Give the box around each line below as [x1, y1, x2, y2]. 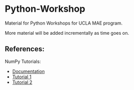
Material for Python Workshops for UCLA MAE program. [5, 20, 123, 26]
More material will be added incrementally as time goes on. [5, 30, 129, 36]
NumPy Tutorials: [5, 58, 41, 64]
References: [5, 44, 44, 54]
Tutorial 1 [12, 74, 32, 80]
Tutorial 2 [12, 79, 33, 85]
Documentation [12, 68, 45, 74]
